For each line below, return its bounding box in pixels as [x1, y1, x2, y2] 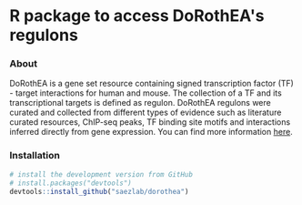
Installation [9, 149, 61, 162]
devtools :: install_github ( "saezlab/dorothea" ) [9, 187, 189, 196]
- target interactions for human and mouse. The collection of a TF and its [9, 87, 282, 98]
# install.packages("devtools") [9, 179, 132, 188]
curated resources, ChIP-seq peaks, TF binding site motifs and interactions [9, 117, 291, 128]
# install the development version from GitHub [9, 169, 194, 179]
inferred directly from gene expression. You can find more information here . [9, 127, 293, 138]
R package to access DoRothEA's [9, 5, 265, 26]
